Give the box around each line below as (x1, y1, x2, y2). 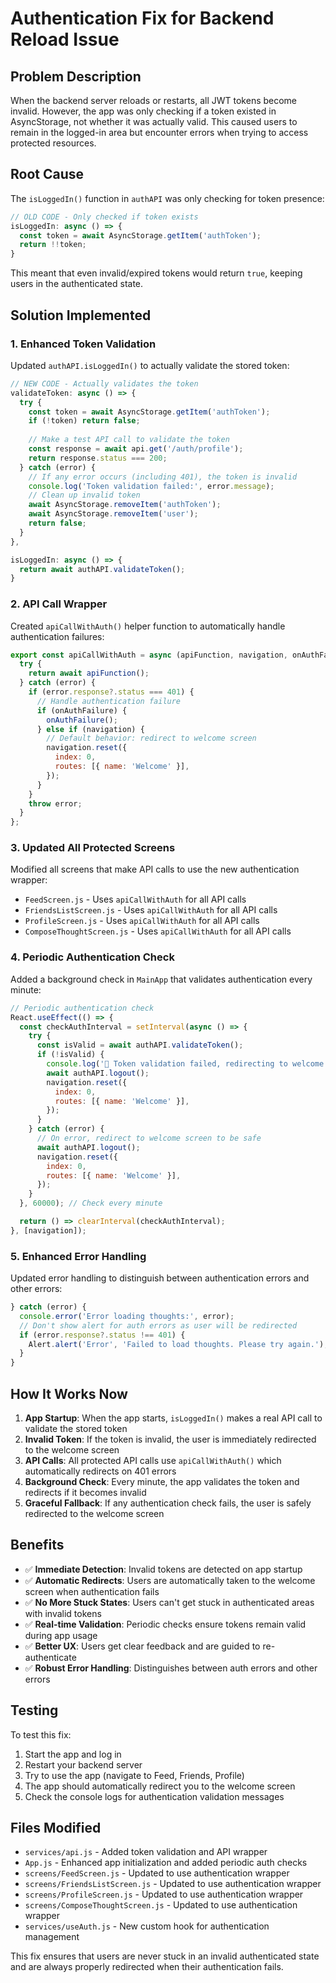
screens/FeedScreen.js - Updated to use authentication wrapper (24, 1867, 290, 1879)
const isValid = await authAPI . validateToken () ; (36, 1040, 244, 1051)
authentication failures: (10, 630, 105, 642)
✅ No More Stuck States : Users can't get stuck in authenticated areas (24, 1596, 315, 1608)
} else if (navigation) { (36, 724, 145, 734)
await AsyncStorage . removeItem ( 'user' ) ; (28, 509, 199, 519)
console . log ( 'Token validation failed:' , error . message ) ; (28, 481, 275, 491)
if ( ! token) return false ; (28, 416, 141, 426)
